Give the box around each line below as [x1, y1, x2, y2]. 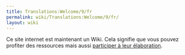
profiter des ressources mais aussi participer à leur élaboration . [6, 42, 163, 49]
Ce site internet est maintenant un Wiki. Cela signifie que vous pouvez [6, 36, 179, 43]
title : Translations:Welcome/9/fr [6, 8, 93, 15]
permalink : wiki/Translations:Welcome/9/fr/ [6, 14, 119, 20]
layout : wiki [6, 20, 39, 25]
